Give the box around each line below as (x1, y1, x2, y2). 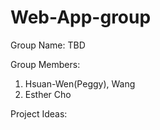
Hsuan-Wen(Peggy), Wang (24, 77, 136, 90)
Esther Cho (24, 88, 72, 100)
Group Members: (10, 58, 81, 70)
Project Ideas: (10, 107, 68, 120)
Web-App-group (10, 6, 152, 29)
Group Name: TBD (10, 39, 86, 51)
